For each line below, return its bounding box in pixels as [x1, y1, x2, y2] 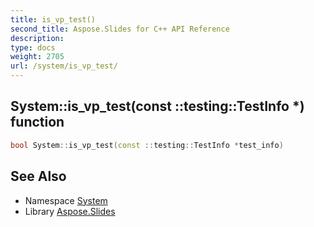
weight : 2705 [10, 52, 65, 62]
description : [10, 33, 65, 43]
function [10, 114, 65, 131]
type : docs [10, 42, 56, 53]
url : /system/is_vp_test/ [10, 61, 118, 71]
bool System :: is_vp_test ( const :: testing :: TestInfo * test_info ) [10, 140, 284, 150]
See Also [10, 168, 67, 185]
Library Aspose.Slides [24, 205, 116, 217]
